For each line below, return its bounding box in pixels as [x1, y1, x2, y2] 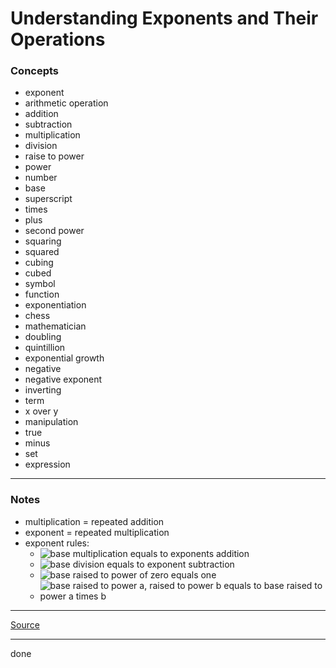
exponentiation [24, 299, 87, 311]
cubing [24, 257, 54, 269]
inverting [24, 384, 62, 396]
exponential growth [24, 352, 105, 364]
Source [10, 618, 40, 631]
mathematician [24, 320, 87, 332]
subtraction [24, 118, 73, 131]
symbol [24, 278, 56, 290]
